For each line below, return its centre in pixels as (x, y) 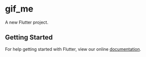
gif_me (19, 9)
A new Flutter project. (27, 22)
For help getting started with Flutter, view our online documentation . (73, 49)
